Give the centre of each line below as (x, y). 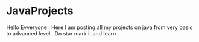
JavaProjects (40, 11)
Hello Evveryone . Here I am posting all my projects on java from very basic (99, 27)
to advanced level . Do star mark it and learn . (63, 33)
